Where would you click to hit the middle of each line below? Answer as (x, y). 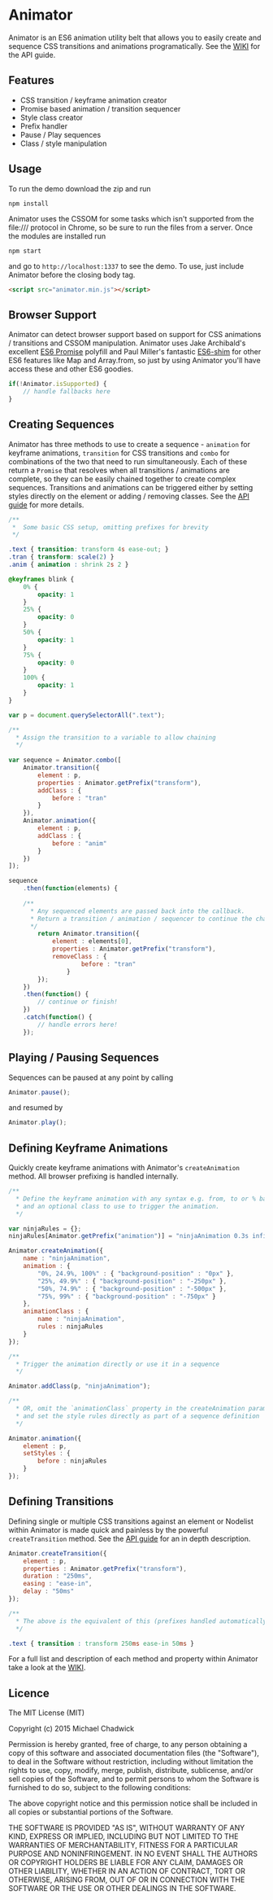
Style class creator (52, 117)
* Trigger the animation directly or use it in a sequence (118, 1364)
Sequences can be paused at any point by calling (91, 1077)
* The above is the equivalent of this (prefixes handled (116, 1621)
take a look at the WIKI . (47, 1668)
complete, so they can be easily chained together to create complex (122, 479)
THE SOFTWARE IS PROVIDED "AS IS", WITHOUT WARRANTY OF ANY (127, 1828)
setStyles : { (47, 1454)
